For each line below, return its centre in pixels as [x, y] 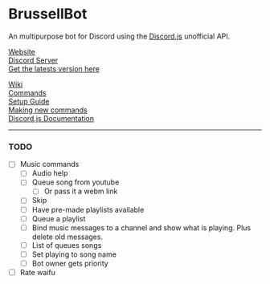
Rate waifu [38, 272]
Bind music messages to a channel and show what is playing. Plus [141, 227]
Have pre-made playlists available [88, 209]
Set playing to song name [74, 254]
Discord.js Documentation [51, 118]
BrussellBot [48, 14]
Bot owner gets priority [70, 263]
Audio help [50, 173]
